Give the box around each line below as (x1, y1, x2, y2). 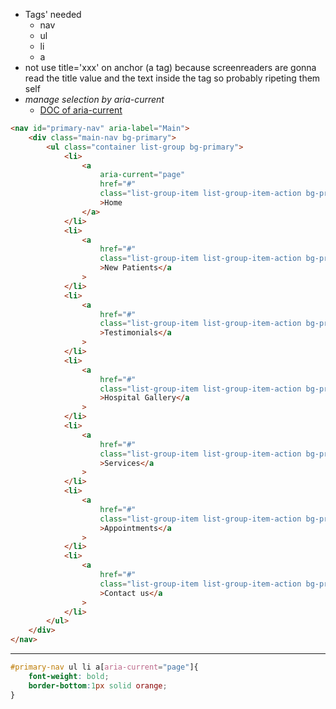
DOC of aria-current (39, 104, 123, 116)
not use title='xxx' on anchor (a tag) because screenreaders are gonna (24, 62, 317, 73)
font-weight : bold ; (28, 671, 110, 681)
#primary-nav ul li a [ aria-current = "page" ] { (10, 662, 199, 672)
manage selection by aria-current (24, 94, 165, 105)
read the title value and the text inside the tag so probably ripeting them (24, 72, 321, 84)
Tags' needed (24, 9, 82, 20)
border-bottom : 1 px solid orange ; (28, 680, 168, 691)
